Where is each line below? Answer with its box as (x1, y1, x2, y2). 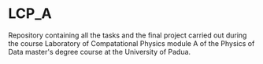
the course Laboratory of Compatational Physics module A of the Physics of (8, 38, 255, 48)
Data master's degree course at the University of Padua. (8, 47, 191, 56)
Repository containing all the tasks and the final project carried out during (8, 30, 247, 40)
